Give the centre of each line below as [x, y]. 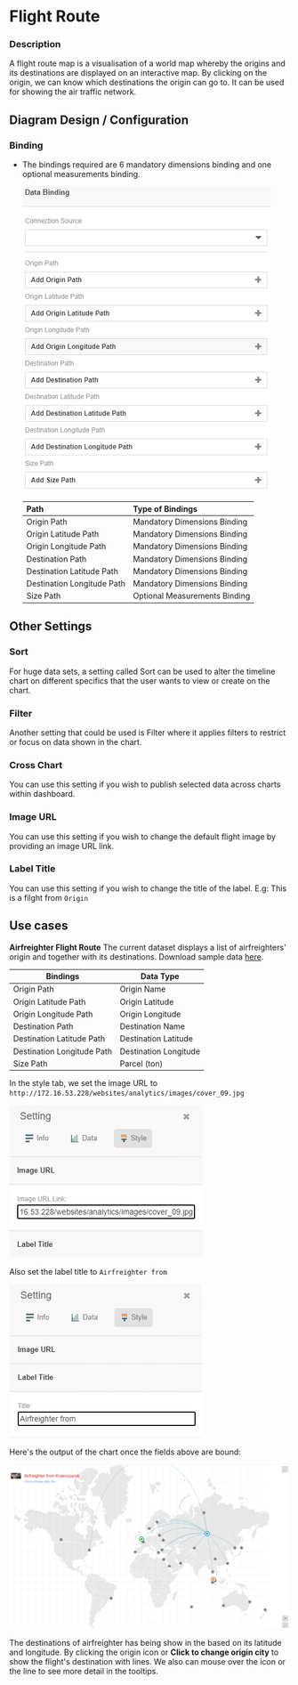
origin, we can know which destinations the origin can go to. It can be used [147, 83]
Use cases [39, 926]
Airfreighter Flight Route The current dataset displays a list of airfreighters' [148, 947]
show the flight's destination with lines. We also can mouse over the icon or [148, 1662]
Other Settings [51, 626]
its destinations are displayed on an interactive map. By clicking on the [138, 73]
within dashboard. [42, 794]
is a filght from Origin [49, 897]
